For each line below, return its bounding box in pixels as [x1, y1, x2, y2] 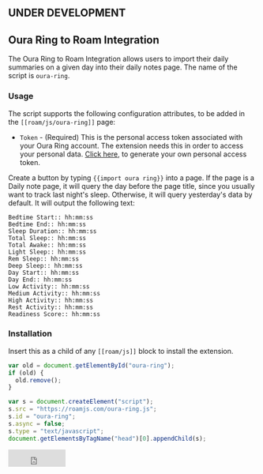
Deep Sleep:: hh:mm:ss [8, 261, 83, 269]
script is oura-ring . [8, 71, 70, 81]
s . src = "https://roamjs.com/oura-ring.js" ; [8, 405, 157, 413]
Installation [8, 328, 53, 339]
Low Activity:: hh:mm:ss [8, 282, 90, 291]
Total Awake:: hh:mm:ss [8, 241, 87, 249]
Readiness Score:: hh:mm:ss [8, 310, 101, 318]
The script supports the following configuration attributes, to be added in [8, 108, 246, 118]
